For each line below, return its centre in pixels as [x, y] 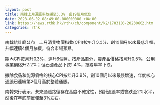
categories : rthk [23, 28]
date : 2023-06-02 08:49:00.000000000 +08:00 [51, 19]
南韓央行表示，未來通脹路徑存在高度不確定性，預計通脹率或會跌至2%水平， [81, 92]
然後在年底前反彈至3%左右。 [34, 98]
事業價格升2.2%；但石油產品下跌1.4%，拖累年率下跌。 [60, 65]
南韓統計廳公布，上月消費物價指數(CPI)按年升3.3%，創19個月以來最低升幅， [81, 42]
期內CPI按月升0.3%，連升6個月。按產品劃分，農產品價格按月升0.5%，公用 [80, 59]
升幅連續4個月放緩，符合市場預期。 [41, 48]
